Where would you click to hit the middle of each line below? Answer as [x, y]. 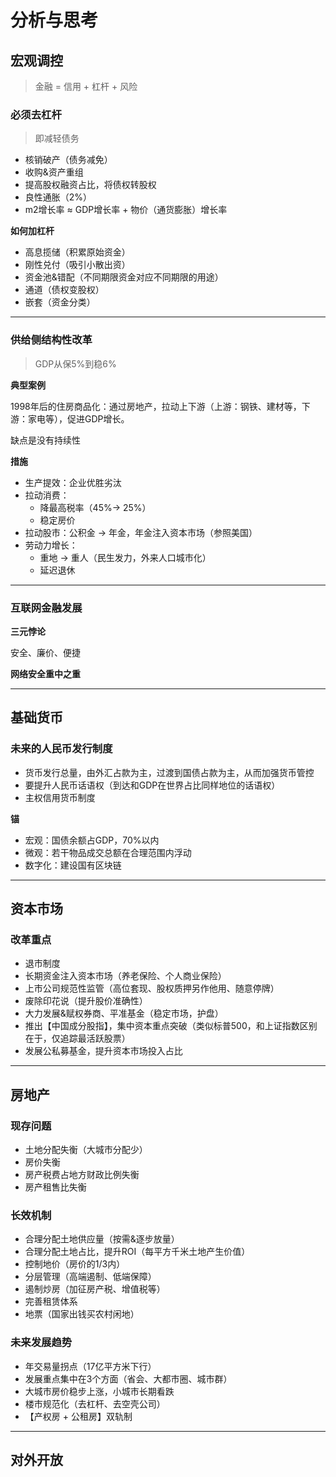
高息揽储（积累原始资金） [77, 252]
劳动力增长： [51, 545]
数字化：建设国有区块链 [73, 865]
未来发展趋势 [41, 1343]
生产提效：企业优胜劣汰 [73, 482]
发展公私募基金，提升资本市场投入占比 [103, 1051]
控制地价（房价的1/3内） [75, 1264]
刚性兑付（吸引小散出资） [77, 265]
